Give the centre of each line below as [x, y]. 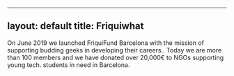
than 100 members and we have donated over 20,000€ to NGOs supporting [116, 57]
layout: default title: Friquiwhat [76, 26]
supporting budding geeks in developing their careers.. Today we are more [115, 50]
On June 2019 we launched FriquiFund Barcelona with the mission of [106, 43]
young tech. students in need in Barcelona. [69, 65]
